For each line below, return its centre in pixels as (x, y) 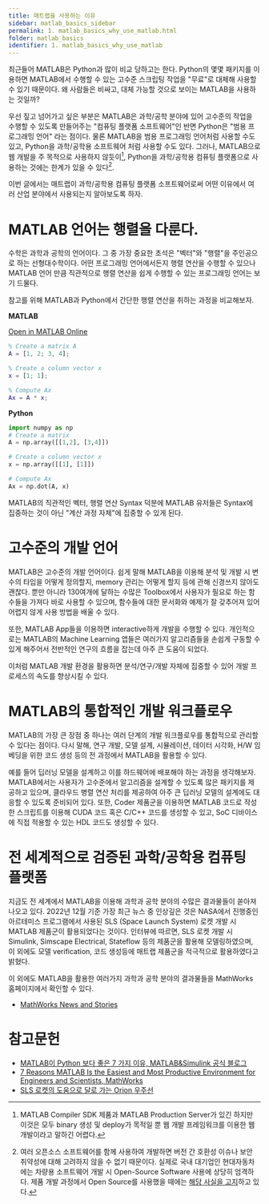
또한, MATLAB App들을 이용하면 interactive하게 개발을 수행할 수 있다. (118, 629)
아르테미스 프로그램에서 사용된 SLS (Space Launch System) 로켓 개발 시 (122, 921)
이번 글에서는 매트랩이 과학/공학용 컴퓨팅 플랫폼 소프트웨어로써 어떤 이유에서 (127, 184)
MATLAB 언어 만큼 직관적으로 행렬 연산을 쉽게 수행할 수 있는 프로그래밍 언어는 (130, 273)
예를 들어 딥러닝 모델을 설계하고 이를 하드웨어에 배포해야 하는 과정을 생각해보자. (132, 772)
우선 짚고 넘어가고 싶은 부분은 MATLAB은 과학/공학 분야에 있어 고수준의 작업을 (130, 116)
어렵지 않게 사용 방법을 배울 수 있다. (64, 612)
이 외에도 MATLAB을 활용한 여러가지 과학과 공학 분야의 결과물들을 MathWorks (131, 978)
